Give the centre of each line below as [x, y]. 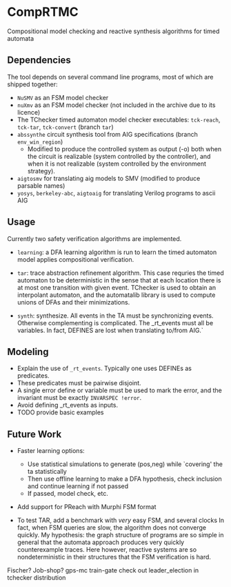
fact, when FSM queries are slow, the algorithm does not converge [112, 528]
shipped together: [32, 84]
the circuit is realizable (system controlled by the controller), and [119, 156]
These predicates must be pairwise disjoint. [79, 383]
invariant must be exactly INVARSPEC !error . [79, 398]
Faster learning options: [51, 451]
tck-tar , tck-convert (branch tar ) [65, 127]
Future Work [34, 434]
